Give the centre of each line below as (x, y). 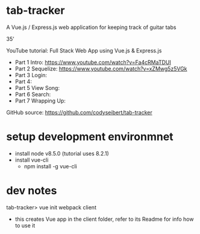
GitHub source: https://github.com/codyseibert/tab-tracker (79, 112)
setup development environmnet (90, 137)
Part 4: (23, 81)
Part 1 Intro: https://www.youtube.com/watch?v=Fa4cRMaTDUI (93, 62)
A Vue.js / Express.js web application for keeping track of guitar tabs (91, 27)
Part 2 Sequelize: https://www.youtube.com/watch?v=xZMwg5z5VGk (101, 68)
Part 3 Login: (31, 75)
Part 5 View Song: (37, 87)
